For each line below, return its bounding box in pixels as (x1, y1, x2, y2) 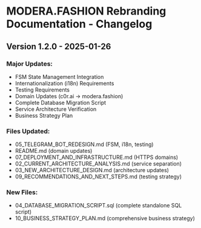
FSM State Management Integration (15, 73, 104, 80)
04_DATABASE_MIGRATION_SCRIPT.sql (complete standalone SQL (15, 202, 182, 209)
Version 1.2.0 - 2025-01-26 (6, 41, 111, 52)
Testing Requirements (15, 86, 70, 93)
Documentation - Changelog (6, 17, 153, 31)
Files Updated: (6, 127, 50, 135)
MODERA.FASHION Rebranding (6, 4, 166, 18)
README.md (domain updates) (15, 147, 93, 155)
